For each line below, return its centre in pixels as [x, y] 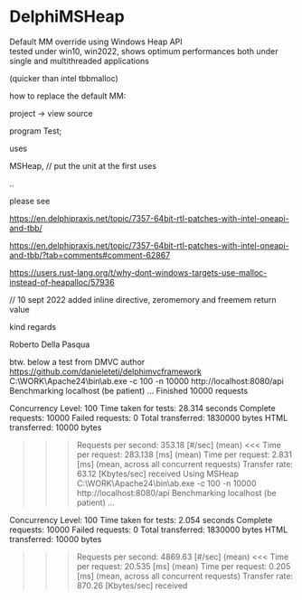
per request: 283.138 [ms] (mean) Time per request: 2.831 [184, 455]
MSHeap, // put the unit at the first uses [83, 165]
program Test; [36, 131]
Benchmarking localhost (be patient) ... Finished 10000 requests [129, 390]
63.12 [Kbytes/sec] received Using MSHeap [158, 473]
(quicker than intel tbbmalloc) [64, 78]
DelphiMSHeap [67, 17]
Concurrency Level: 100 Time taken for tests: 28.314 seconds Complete [142, 408]
